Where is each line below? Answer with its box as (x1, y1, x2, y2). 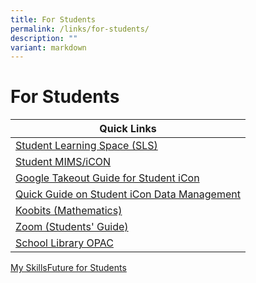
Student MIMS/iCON (15, 155, 112, 169)
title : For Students (10, 14, 97, 25)
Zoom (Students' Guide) (15, 220, 129, 234)
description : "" (10, 33, 78, 43)
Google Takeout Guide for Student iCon (15, 171, 200, 185)
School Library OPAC (15, 236, 114, 250)
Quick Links (99, 122, 157, 136)
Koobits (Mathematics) (15, 204, 123, 218)
